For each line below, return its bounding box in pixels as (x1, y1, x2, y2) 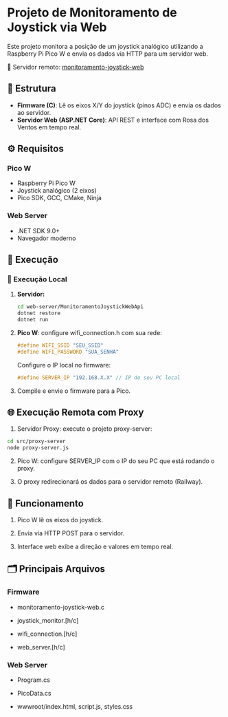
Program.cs (16, 676, 50, 684)
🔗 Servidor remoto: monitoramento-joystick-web (7, 63, 144, 71)
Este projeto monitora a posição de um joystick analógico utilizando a (7, 42, 204, 50)
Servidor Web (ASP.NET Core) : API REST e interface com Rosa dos (16, 116, 209, 124)
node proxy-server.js (7, 445, 69, 451)
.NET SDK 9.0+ (16, 226, 60, 235)
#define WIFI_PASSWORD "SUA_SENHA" (16, 348, 119, 355)
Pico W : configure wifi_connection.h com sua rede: (16, 329, 163, 337)
